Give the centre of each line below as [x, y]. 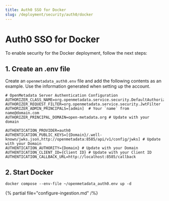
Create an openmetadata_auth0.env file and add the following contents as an [83, 81]
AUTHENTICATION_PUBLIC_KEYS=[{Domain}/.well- [54, 135]
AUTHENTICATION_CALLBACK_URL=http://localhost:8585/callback [71, 157]
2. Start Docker [29, 172]
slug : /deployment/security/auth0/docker [49, 15]
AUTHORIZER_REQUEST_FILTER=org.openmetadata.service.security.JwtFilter [83, 104]
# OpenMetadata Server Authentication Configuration [62, 96]
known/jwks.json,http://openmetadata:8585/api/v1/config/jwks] [73, 139]
